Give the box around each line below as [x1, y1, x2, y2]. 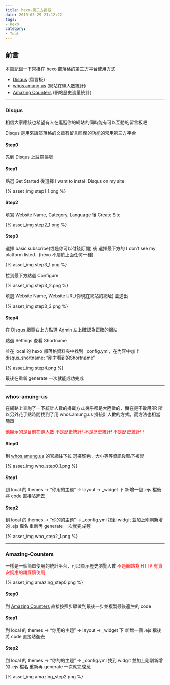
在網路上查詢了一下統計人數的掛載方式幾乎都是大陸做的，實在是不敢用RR [5, 405, 158, 411]
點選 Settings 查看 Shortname [5, 338, 67, 344]
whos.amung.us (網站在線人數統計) [12, 82, 86, 89]
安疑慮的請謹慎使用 [5, 569, 46, 575]
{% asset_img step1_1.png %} [5, 188, 66, 194]
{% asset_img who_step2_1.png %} [5, 533, 78, 540]
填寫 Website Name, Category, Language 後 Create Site [5, 212, 121, 218]
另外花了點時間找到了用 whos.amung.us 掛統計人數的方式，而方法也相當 [9, 411, 161, 418]
